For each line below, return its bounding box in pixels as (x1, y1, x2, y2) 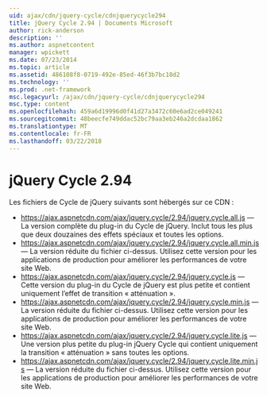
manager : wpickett (9, 48, 70, 56)
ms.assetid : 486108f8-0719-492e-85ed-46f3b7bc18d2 (9, 71, 180, 79)
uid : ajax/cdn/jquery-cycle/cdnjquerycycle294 (9, 11, 166, 20)
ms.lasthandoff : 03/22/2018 (9, 137, 103, 145)
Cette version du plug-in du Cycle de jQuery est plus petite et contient (20, 280, 251, 290)
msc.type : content (9, 100, 70, 108)
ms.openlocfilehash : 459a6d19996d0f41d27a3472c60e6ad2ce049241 (9, 108, 223, 116)
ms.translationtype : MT (9, 122, 88, 130)
